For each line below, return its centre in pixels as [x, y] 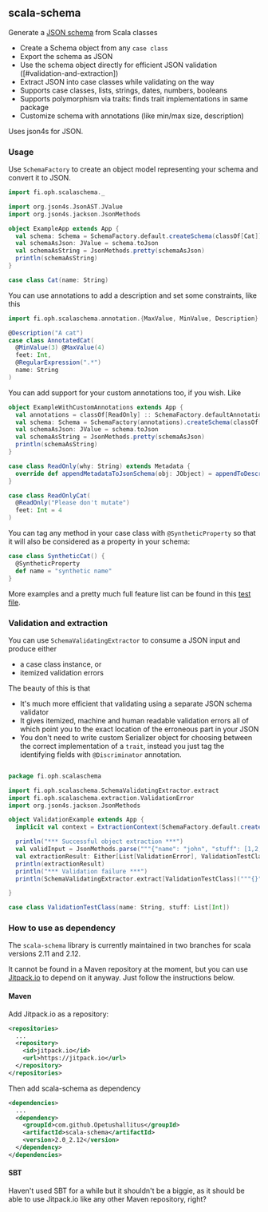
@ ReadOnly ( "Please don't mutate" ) [73, 503]
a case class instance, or [61, 664]
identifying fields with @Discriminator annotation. [100, 755]
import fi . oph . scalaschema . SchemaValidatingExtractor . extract [114, 790]
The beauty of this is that [49, 688]
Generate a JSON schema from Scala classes [83, 32]
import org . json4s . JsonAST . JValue [66, 207]
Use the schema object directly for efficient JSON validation [118, 65]
